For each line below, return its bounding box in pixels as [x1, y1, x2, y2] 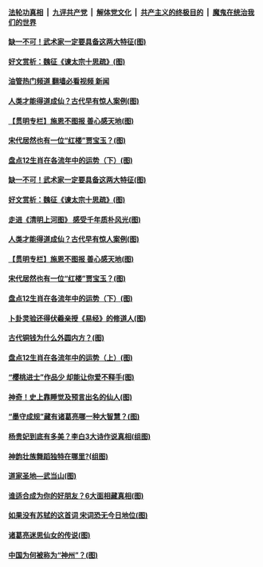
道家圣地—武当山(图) [8, 471, 77, 481]
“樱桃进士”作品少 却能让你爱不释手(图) [8, 372, 135, 382]
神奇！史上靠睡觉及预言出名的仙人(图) [8, 392, 133, 402]
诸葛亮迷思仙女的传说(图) [8, 530, 91, 540]
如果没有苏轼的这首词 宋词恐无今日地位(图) [8, 510, 148, 520]
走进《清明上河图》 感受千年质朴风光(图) [8, 215, 141, 224]
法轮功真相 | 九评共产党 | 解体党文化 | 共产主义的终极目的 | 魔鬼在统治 [8, 7, 248, 17]
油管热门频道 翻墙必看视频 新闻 [8, 77, 110, 86]
